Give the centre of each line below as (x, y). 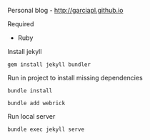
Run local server (31, 116)
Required (21, 24)
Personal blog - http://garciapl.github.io (65, 10)
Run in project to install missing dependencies (75, 78)
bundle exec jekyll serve (46, 129)
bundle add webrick (36, 103)
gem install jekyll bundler (49, 65)
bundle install (30, 91)
